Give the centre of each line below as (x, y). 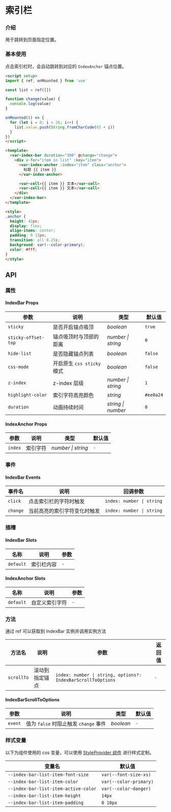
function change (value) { (33, 99)
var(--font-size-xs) (126, 775)
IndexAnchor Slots (25, 579)
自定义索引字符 (49, 603)
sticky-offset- (26, 338)
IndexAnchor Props (26, 424)
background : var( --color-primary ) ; (48, 245)
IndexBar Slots (21, 540)
